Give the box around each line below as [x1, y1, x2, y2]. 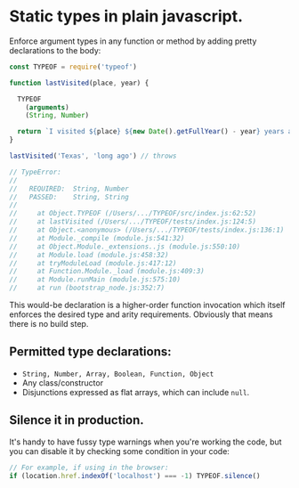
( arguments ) [25, 102, 69, 112]
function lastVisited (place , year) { [9, 78, 149, 87]
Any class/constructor [21, 377, 104, 388]
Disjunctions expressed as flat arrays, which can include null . [21, 386, 250, 397]
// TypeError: [9, 167, 62, 176]
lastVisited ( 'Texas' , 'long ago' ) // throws [9, 151, 177, 161]
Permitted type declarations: [9, 345, 172, 360]
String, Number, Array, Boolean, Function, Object [21, 370, 214, 378]
